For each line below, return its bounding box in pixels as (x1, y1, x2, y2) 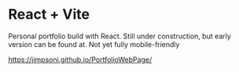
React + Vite (8, 5, 90, 23)
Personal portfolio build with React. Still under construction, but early (8, 31, 232, 41)
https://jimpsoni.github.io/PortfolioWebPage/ (8, 55, 153, 64)
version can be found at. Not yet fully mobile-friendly (8, 39, 180, 49)
